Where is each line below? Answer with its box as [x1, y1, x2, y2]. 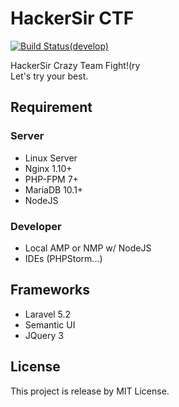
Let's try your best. [10, 70, 89, 82]
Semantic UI [24, 318, 76, 331]
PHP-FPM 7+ [24, 173, 79, 185]
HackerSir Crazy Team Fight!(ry [10, 59, 141, 71]
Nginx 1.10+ [24, 162, 73, 174]
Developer [10, 219, 62, 233]
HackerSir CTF [10, 7, 135, 30]
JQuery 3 [24, 329, 64, 341]
